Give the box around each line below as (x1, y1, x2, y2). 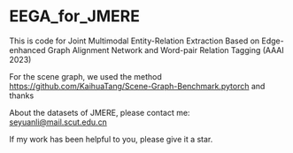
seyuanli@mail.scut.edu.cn (9, 117, 108, 127)
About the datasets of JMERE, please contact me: (9, 107, 190, 118)
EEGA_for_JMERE (9, 6, 140, 27)
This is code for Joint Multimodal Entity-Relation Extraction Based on (9, 35, 260, 46)
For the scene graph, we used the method (9, 71, 162, 81)
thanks (9, 90, 35, 101)
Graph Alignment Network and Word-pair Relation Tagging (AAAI (47, 44, 285, 55)
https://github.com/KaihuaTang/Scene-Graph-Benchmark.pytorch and (9, 80, 266, 91)
